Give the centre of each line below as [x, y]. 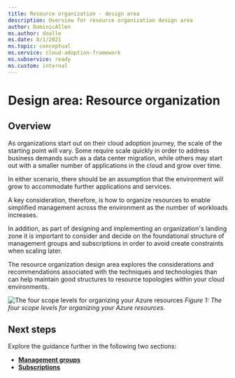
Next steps [32, 330]
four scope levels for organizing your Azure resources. [87, 307]
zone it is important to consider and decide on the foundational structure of [116, 236]
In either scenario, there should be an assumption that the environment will [116, 178]
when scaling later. [35, 251]
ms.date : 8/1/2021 [35, 40]
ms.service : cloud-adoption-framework [64, 53]
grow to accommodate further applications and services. [90, 186]
